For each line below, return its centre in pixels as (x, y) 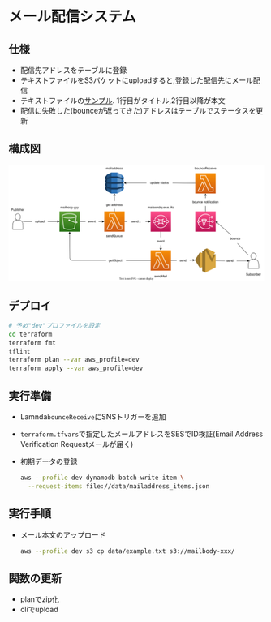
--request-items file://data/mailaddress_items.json (119, 486)
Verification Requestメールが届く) (77, 444)
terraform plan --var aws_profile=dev (74, 360)
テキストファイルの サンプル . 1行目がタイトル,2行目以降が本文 (123, 101)
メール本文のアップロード (63, 534)
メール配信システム (72, 17)
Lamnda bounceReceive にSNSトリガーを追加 (93, 417)
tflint (19, 351)
